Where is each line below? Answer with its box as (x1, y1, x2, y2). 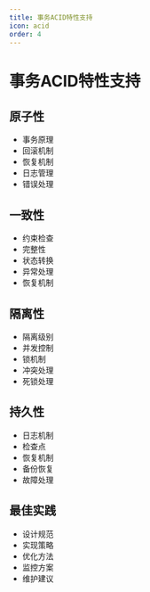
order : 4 (9, 29, 42, 38)
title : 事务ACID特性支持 (9, 12, 93, 22)
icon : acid (9, 21, 50, 30)
